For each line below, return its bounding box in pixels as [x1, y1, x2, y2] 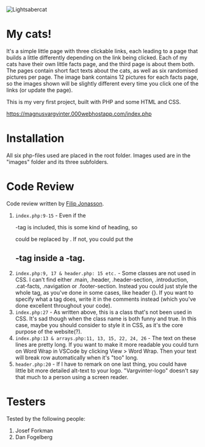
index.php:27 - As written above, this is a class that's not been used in [15, 308, 192, 316]
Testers [6, 394, 46, 408]
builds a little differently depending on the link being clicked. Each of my [6, 54, 188, 61]
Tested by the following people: [6, 415, 85, 422]
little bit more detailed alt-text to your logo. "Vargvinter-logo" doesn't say [15, 367, 199, 374]
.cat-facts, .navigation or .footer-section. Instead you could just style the [15, 282, 198, 290]
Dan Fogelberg [15, 433, 53, 440]
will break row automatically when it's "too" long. [15, 353, 138, 361]
